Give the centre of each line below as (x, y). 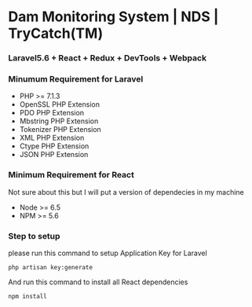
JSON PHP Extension (54, 155)
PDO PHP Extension (52, 113)
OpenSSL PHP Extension (60, 104)
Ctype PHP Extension (54, 146)
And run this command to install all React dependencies (98, 282)
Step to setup (34, 236)
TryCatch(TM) (56, 33)
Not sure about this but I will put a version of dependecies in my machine (126, 192)
